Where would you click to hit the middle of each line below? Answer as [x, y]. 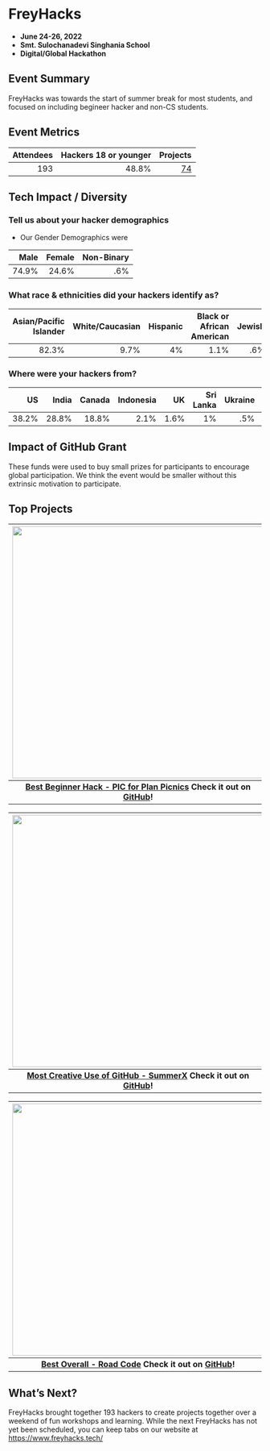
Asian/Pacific [39, 321]
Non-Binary [106, 257]
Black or [213, 316]
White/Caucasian [106, 326]
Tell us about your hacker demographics [89, 220]
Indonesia [137, 400]
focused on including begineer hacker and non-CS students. [108, 106]
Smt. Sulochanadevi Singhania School [85, 44]
